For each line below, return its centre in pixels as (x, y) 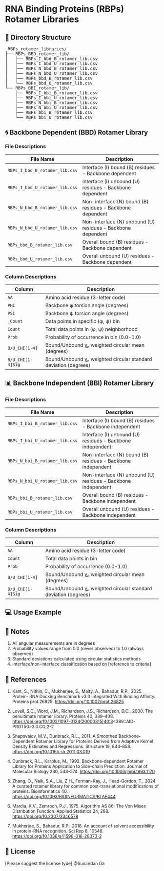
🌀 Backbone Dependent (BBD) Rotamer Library (77, 133)
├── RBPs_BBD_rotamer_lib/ (37, 54)
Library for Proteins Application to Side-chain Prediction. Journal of (80, 766)
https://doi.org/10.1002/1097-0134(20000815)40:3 (62, 721)
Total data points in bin (71, 558)
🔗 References (26, 679)
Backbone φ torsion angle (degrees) (87, 305)
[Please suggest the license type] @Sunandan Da (55, 863)
